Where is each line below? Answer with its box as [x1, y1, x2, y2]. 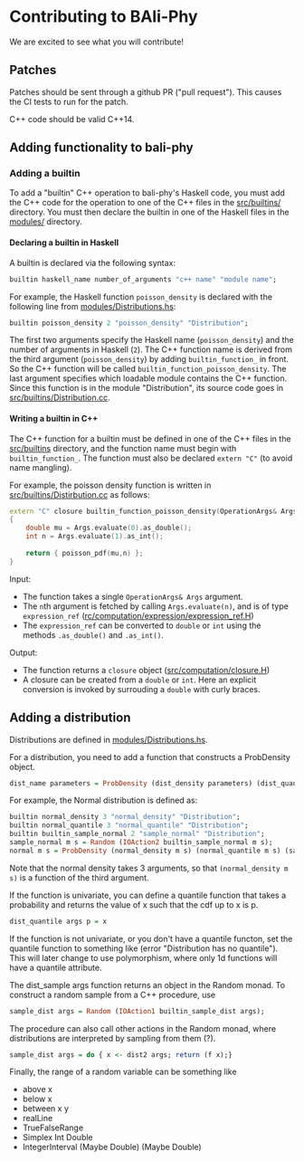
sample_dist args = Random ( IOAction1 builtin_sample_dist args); [9, 1006, 265, 1015]
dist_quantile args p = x [9, 917, 107, 926]
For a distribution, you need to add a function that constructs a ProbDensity [9, 751, 291, 762]
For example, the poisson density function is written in [9, 480, 212, 490]
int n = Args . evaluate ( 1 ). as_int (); [25, 532, 165, 541]
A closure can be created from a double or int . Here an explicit [22, 674, 257, 685]
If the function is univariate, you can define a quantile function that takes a [9, 890, 287, 900]
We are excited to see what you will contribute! [9, 36, 184, 47]
